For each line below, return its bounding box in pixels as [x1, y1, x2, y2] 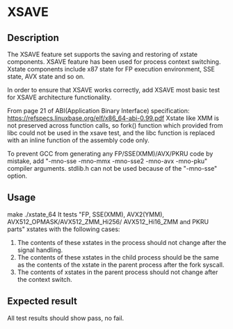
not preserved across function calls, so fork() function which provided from [7, 121, 223, 129]
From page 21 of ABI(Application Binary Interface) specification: [7, 107, 190, 115]
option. [7, 171, 28, 180]
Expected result [7, 296, 78, 307]
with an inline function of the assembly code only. [7, 136, 150, 144]
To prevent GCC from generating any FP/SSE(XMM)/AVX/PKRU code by [7, 150, 214, 158]
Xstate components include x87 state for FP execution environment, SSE [7, 65, 216, 73]
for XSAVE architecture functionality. [7, 93, 112, 101]
